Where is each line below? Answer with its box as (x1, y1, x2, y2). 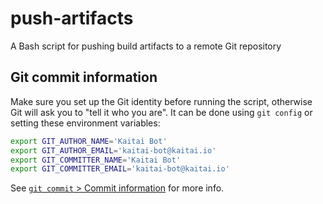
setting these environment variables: (10, 117, 161, 129)
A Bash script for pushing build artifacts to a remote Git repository (10, 40, 282, 52)
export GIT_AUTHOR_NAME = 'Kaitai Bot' (10, 136, 168, 146)
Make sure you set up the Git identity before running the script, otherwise (10, 95, 313, 107)
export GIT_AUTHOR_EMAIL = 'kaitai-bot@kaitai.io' (10, 145, 217, 156)
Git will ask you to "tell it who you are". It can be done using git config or (10, 106, 313, 118)
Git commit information (10, 69, 158, 86)
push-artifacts (10, 7, 134, 30)
